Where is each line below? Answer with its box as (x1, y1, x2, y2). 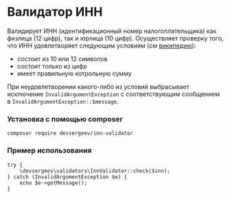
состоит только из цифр (16, 62, 87, 70)
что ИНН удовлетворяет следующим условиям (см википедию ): (7, 41, 196, 49)
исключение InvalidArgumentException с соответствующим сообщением (7, 90, 220, 98)
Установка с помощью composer (7, 114, 123, 124)
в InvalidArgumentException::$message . (7, 97, 119, 105)
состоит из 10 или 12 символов (16, 54, 108, 62)
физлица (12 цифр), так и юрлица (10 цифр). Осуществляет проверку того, (7, 34, 224, 42)
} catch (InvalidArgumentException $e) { (7, 173, 128, 180)
